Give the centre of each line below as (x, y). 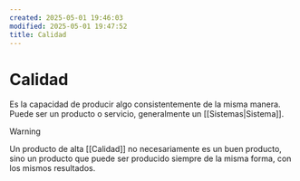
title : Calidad (38, 34)
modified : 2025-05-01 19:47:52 (68, 26)
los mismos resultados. (53, 168)
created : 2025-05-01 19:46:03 (67, 18)
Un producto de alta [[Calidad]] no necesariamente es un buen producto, (146, 149)
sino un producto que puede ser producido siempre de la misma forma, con (150, 158)
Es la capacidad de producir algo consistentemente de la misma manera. (145, 104)
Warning (25, 131)
